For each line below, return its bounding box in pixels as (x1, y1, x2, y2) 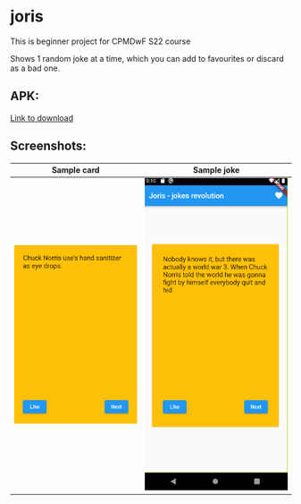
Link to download (10, 112, 74, 123)
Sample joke (192, 165, 240, 175)
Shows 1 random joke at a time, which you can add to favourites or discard (10, 53, 284, 64)
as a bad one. (10, 63, 61, 73)
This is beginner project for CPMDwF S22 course (10, 36, 191, 47)
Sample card (51, 165, 100, 175)
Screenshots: (10, 139, 88, 154)
